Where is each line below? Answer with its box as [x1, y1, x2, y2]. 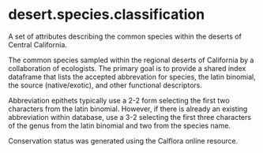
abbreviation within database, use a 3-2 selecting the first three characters [8, 112, 251, 121]
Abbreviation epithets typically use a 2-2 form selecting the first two [8, 95, 231, 105]
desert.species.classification [8, 6, 205, 24]
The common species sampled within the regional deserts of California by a [8, 55, 254, 65]
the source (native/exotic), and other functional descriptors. [8, 80, 203, 90]
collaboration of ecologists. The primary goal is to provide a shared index [8, 63, 246, 73]
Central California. [8, 39, 67, 49]
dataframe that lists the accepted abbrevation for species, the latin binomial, [8, 72, 256, 81]
